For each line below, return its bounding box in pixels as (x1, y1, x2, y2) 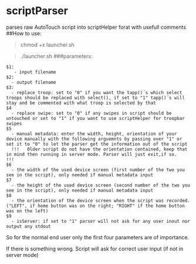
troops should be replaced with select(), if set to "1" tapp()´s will (6, 95, 185, 101)
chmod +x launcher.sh (20, 41, 75, 48)
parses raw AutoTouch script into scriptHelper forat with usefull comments (6, 24, 187, 31)
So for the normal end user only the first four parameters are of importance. (6, 233, 190, 240)
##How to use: (6, 29, 42, 36)
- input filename (13, 69, 57, 75)
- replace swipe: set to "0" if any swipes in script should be (11, 110, 172, 116)
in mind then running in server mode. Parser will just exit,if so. (6, 151, 177, 157)
